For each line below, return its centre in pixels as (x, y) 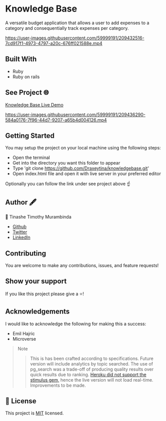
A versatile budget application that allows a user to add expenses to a (77, 23)
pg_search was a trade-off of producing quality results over (92, 369)
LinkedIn (21, 237)
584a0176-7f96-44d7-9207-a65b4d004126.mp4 (56, 120)
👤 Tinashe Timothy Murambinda (38, 217)
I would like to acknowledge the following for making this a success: (76, 324)
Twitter (20, 232)
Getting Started (30, 136)
